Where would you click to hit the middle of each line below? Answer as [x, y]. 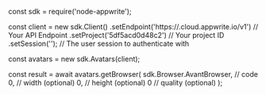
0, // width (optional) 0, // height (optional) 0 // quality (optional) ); [116, 83]
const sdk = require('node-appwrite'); [70, 11]
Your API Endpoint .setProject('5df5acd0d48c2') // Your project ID [116, 35]
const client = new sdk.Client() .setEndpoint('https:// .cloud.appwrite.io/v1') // [133, 27]
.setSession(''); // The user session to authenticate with [99, 44]
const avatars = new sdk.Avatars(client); [74, 59]
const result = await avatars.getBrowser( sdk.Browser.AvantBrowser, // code [133, 74]
